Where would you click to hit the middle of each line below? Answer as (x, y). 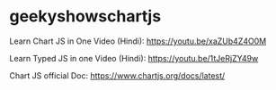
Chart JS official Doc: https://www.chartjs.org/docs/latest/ (117, 75)
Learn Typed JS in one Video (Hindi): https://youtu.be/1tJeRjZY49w (134, 58)
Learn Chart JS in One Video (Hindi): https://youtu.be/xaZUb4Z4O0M (138, 41)
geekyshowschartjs (85, 16)
